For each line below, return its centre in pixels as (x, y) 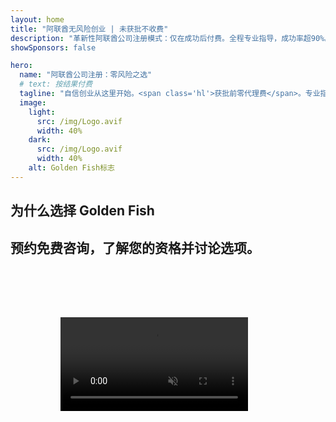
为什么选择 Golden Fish (82, 211)
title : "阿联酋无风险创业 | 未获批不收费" (89, 29)
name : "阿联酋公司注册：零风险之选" (86, 75)
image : (33, 102)
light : (42, 112)
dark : (40, 140)
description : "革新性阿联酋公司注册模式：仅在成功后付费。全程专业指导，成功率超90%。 (171, 38)
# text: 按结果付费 (56, 84)
